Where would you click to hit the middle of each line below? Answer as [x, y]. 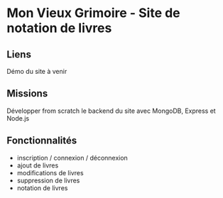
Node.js [18, 118]
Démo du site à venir [37, 71]
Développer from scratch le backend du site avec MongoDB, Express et [111, 111]
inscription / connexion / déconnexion [72, 158]
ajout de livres [38, 165]
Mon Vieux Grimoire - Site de [93, 13]
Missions [27, 94]
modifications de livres [50, 172]
